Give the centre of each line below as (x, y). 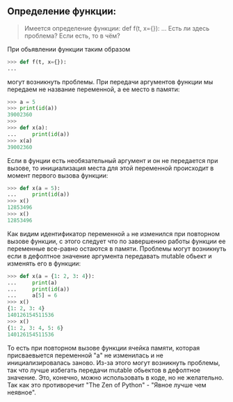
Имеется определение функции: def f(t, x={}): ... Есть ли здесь (117, 28)
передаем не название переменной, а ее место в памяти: (94, 89)
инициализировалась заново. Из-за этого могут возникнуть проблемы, (114, 362)
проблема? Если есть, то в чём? (72, 36)
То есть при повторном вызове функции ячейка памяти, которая (104, 348)
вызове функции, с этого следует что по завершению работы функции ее (116, 241)
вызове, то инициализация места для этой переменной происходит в (111, 168)
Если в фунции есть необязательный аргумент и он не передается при (113, 160)
